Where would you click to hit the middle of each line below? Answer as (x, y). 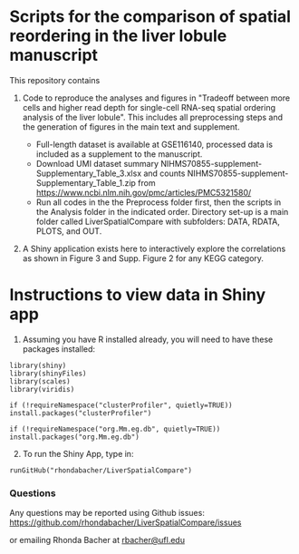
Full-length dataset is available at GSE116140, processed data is (154, 144)
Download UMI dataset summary (97, 163)
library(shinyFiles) (48, 374)
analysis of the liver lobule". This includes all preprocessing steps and (153, 117)
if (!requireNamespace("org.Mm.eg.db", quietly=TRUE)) (115, 429)
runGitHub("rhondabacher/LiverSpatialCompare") (101, 470)
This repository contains (55, 80)
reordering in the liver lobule (118, 36)
